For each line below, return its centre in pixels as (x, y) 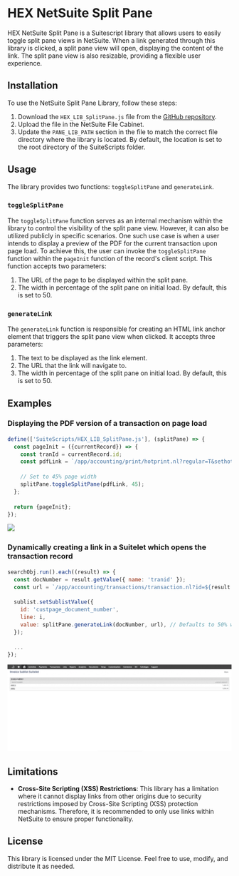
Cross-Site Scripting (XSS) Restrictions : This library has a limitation (118, 788)
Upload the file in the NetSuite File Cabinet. (81, 124)
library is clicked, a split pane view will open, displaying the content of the (116, 48)
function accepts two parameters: (57, 266)
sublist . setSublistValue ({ (54, 602)
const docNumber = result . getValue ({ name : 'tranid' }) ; (100, 579)
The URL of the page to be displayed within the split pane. (103, 280)
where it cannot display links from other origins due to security (110, 796)
